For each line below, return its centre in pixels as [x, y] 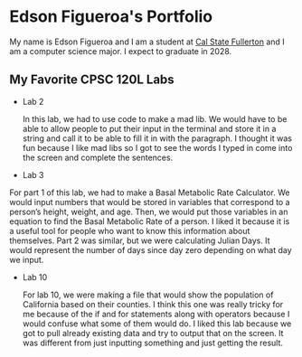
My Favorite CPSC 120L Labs [92, 80]
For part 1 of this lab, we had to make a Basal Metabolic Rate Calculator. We [150, 193]
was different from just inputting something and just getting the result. [152, 343]
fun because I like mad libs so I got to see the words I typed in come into [157, 147]
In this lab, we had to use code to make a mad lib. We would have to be [155, 118]
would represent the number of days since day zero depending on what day [151, 249]
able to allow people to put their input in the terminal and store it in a [149, 128]
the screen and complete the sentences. [98, 157]
